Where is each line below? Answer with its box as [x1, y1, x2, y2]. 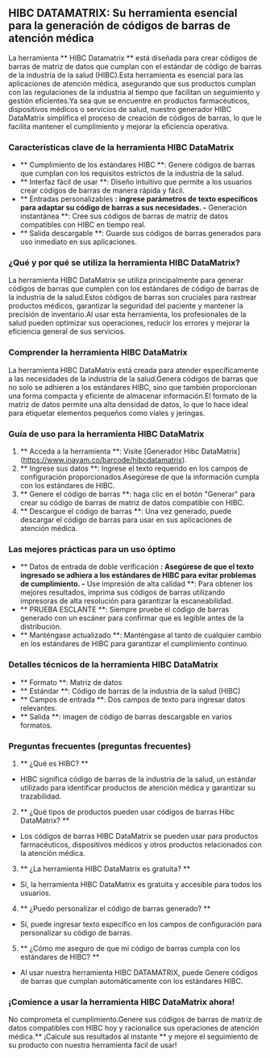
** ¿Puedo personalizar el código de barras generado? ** [19, 903, 211, 913]
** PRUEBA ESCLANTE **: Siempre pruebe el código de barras [19, 604, 230, 615]
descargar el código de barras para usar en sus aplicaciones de [19, 515, 232, 525]
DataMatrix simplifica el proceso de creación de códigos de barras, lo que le [8, 113, 262, 122]
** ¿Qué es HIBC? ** [19, 758, 89, 768]
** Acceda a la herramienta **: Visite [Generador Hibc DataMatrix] [19, 446, 240, 456]
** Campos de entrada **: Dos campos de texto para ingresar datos [19, 695, 246, 704]
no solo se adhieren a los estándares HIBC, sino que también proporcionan [8, 382, 257, 392]
